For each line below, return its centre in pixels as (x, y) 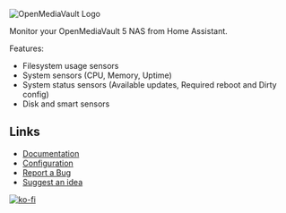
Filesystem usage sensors (70, 66)
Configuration (48, 163)
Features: (27, 48)
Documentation (51, 153)
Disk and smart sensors (66, 104)
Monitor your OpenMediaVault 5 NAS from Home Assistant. (119, 31)
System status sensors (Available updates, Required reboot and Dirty (149, 85)
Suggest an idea (52, 182)
